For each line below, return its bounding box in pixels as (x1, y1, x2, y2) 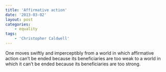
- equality (14, 27, 38, 32)
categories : (5, 21, 31, 27)
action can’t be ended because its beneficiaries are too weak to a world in (5, 55, 161, 61)
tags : (5, 31, 17, 36)
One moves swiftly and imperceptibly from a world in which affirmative (5, 50, 154, 56)
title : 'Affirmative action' (5, 7, 67, 13)
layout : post (5, 17, 33, 22)
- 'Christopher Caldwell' (14, 36, 70, 41)
